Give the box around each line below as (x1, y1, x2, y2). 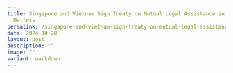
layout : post (7, 36, 45, 43)
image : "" (7, 49, 36, 56)
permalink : (7, 23, 39, 30)
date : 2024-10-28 (7, 29, 58, 37)
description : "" (7, 42, 54, 49)
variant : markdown (7, 56, 60, 63)
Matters (13, 17, 36, 24)
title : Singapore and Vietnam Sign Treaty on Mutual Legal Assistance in (7, 10, 225, 17)
